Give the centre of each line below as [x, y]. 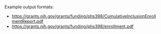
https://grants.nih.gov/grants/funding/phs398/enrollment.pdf [72, 26]
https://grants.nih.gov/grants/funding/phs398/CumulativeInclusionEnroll [84, 16]
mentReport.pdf [27, 21]
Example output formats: [29, 7]
